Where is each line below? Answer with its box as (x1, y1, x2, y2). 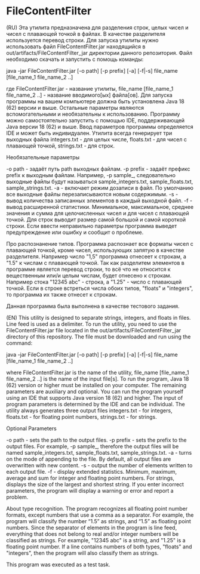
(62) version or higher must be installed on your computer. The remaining (6, 381, 187, 388)
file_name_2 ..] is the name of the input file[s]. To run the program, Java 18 (6, 375, 189, 382)
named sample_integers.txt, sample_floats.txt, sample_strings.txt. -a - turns (6, 449, 192, 456)
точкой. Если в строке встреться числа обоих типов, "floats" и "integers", (6, 285, 193, 292)
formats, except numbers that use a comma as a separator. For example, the (6, 511, 194, 519)
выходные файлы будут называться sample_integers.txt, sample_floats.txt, (6, 178, 193, 185)
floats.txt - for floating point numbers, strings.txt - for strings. (6, 413, 157, 420)
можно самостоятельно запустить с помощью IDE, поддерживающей (6, 116, 185, 124)
